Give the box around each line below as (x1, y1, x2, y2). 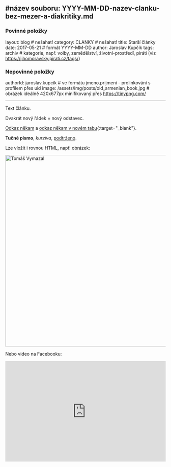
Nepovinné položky (5, 68, 54, 75)
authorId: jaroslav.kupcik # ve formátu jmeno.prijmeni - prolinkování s (5, 79, 151, 86)
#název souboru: (5, 4, 61, 13)
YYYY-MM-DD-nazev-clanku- (62, 4, 160, 13)
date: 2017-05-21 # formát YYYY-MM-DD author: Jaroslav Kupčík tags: (5, 44, 154, 51)
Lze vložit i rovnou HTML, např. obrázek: (5, 145, 91, 151)
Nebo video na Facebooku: (5, 351, 62, 357)
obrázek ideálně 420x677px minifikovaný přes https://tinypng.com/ (5, 90, 146, 97)
